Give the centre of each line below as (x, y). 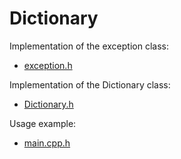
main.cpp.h (47, 143)
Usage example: (43, 123)
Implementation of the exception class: (89, 46)
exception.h (48, 65)
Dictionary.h (48, 104)
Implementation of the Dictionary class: (90, 84)
